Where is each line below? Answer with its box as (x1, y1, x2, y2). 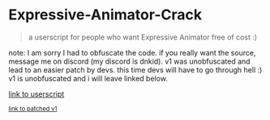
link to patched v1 (8, 105, 58, 113)
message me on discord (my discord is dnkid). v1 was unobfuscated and (8, 56, 251, 66)
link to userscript (8, 89, 65, 98)
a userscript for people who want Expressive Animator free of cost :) (28, 32, 258, 42)
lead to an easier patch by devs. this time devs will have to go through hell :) (8, 64, 263, 74)
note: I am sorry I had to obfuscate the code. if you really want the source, (8, 48, 257, 57)
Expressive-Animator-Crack (8, 6, 203, 24)
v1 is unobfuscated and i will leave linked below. (8, 73, 169, 83)
